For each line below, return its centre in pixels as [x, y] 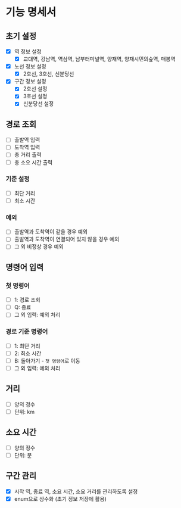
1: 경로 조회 [27, 300]
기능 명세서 [31, 12]
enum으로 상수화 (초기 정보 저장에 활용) [60, 498]
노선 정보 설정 [30, 67]
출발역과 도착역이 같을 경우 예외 [51, 232]
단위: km [24, 412]
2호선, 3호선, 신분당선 [49, 74]
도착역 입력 [27, 147]
